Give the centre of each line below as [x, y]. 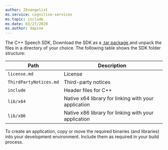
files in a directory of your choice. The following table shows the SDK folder [83, 48]
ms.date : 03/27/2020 [27, 24]
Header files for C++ [88, 90]
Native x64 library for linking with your [109, 98]
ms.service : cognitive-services [39, 14]
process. [14, 142]
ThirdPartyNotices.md [33, 82]
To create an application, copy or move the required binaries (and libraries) [82, 131]
